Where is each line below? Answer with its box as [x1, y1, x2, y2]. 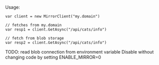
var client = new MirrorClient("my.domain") [5, 14, 100, 19]
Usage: [5, 4, 20, 10]
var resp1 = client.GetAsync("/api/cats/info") [5, 27, 107, 32]
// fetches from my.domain [5, 22, 62, 27]
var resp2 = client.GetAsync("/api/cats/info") [5, 40, 107, 45]
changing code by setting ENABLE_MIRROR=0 [5, 54, 102, 60]
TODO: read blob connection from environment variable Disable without [5, 49, 154, 54]
